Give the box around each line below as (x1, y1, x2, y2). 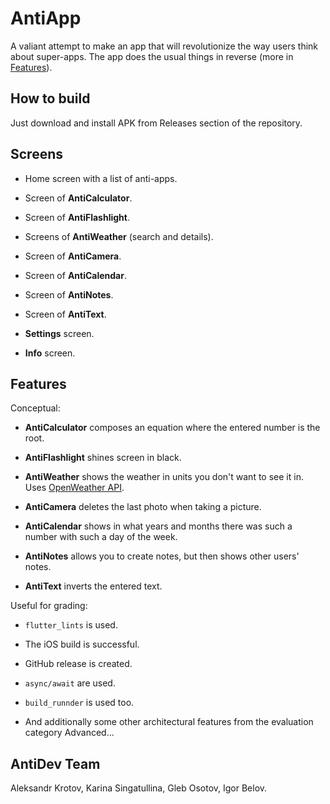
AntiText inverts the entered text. (24, 580, 163, 592)
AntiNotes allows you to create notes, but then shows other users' (24, 550, 300, 562)
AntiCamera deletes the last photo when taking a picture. (24, 501, 262, 513)
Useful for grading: (10, 600, 88, 612)
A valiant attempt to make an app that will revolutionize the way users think (10, 40, 319, 52)
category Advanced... (24, 727, 115, 739)
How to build (10, 90, 91, 107)
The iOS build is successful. (24, 638, 140, 651)
